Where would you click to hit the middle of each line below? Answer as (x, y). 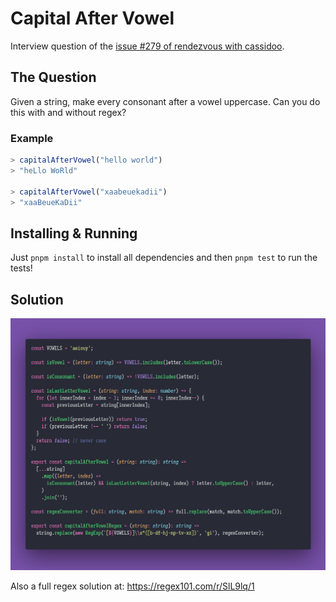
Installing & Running (74, 233)
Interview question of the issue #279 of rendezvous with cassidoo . (147, 46)
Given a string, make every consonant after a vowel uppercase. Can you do (165, 101)
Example (32, 138)
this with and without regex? (68, 112)
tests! (21, 268)
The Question (53, 77)
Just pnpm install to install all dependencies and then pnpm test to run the (164, 258)
